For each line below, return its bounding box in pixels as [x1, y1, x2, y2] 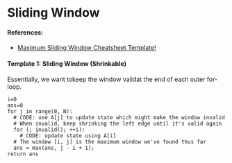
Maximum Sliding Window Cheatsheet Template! [17, 44, 156, 52]
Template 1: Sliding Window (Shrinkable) [7, 59, 127, 67]
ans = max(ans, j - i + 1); [13, 144, 95, 151]
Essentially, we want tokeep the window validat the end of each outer [7, 75, 206, 83]
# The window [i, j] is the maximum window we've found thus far [13, 138, 207, 145]
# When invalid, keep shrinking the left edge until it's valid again [13, 120, 222, 127]
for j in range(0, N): [7, 108, 73, 115]
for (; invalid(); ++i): [13, 126, 85, 133]
